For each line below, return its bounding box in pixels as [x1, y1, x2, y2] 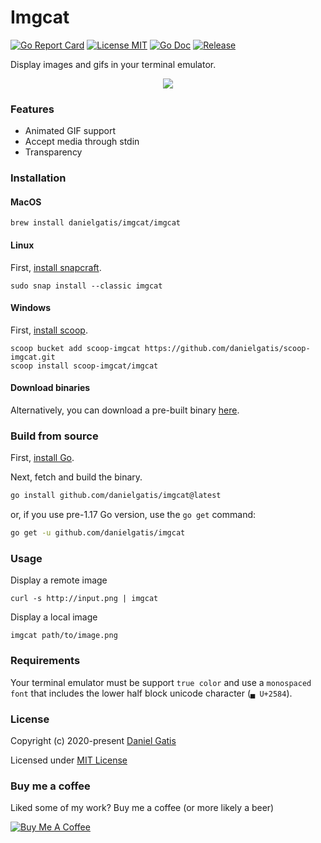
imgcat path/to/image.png [10, 631, 118, 641]
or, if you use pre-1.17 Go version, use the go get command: [10, 509, 257, 521]
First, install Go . [10, 452, 75, 464]
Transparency [24, 146, 83, 158]
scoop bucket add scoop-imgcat [10, 343, 141, 353]
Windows [10, 302, 51, 314]
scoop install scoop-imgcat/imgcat [10, 361, 159, 371]
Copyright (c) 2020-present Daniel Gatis [10, 734, 177, 746]
